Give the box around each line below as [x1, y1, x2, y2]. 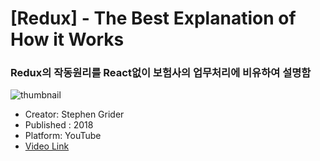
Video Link [24, 140, 70, 152]
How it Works [10, 28, 125, 51]
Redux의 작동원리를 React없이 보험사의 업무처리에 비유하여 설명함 [10, 66, 312, 80]
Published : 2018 [24, 119, 94, 131]
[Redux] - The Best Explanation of [10, 7, 297, 30]
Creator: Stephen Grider [24, 108, 125, 121]
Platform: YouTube [24, 130, 102, 142]
